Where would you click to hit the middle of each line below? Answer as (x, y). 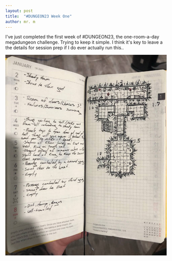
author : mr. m (20, 22)
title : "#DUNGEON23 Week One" (39, 16)
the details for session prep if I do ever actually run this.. (64, 48)
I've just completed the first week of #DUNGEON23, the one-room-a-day (82, 37)
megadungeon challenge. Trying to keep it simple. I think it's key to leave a (84, 42)
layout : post (19, 11)
